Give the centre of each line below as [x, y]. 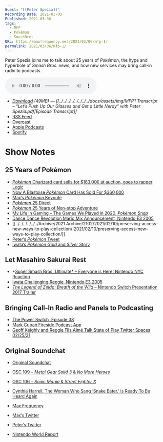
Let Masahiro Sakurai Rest [46, 260]
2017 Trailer [24, 292]
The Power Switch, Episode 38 [43, 320]
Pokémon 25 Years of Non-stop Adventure [55, 208]
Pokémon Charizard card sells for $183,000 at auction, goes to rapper [82, 182]
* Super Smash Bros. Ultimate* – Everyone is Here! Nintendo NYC [78, 272]
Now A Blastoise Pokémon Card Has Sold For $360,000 [68, 192]
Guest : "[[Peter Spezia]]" [32, 10]
